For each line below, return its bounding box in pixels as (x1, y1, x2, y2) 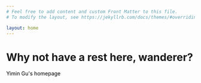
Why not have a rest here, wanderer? (6, 50, 193, 64)
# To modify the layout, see (6, 14, 79, 20)
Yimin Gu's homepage (6, 70, 61, 77)
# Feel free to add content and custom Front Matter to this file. (6, 8, 178, 15)
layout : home (6, 25, 39, 31)
